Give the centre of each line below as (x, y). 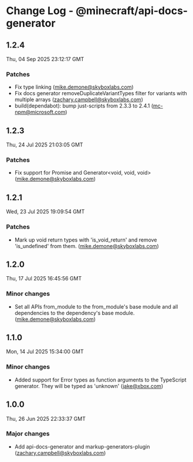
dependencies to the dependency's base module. (75, 313)
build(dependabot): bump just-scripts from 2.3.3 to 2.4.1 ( (84, 106)
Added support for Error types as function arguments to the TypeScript (100, 380)
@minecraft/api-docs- (132, 11)
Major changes (28, 434)
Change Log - (40, 11)
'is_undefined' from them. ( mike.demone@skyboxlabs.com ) (87, 246)
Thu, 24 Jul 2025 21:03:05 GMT (45, 145)
